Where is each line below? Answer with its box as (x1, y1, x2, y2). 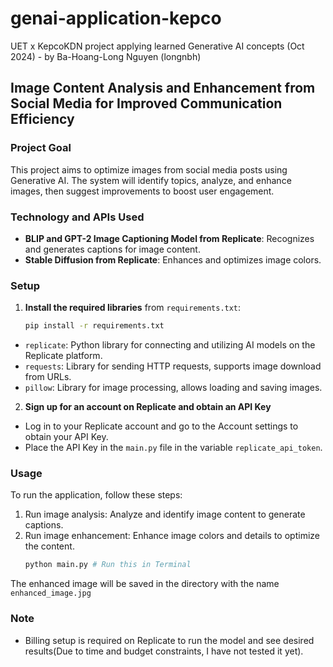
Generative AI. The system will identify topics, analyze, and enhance (10, 174, 292, 186)
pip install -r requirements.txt (24, 321, 165, 331)
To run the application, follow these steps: (10, 489, 183, 501)
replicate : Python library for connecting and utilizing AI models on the (24, 339, 316, 351)
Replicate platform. (24, 350, 103, 362)
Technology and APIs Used (10, 210, 145, 224)
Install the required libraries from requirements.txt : (24, 302, 242, 314)
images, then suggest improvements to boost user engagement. (10, 185, 275, 197)
